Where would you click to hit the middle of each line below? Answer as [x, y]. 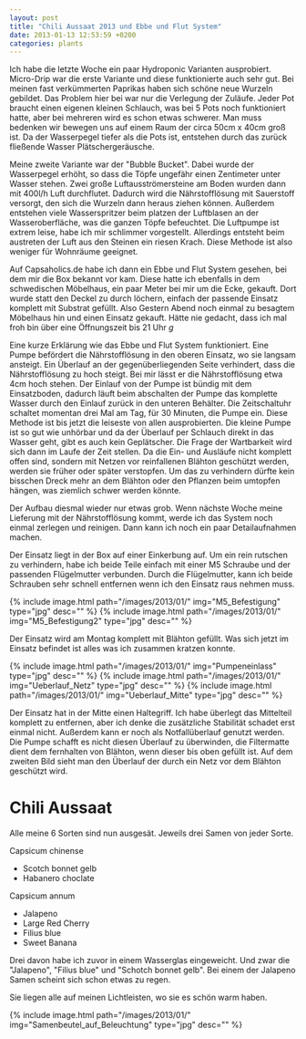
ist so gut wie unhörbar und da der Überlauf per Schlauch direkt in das [142, 432]
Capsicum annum [42, 896]
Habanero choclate [58, 878]
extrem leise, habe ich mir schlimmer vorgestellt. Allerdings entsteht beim [147, 233]
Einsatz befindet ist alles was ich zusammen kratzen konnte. [122, 649]
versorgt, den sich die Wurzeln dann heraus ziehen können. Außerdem [142, 203]
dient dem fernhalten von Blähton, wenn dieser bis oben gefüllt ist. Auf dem [151, 752]
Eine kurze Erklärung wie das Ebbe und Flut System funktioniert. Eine [139, 345]
